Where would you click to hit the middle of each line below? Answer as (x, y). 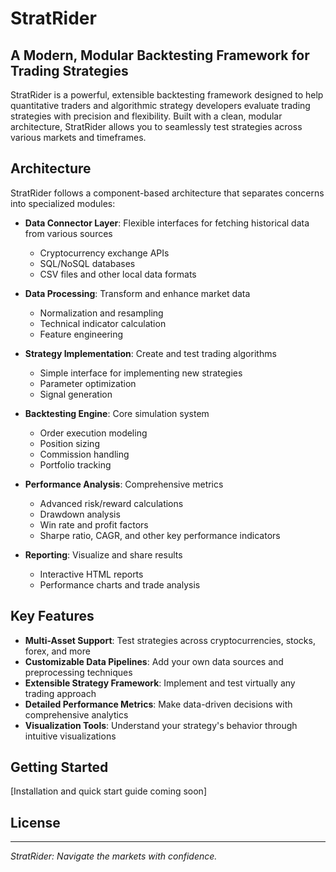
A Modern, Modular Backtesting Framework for (160, 55)
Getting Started (59, 767)
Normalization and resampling (101, 313)
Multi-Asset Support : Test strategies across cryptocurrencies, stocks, (170, 640)
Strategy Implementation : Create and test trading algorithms (150, 353)
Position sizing (69, 443)
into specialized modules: (63, 203)
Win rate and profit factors (94, 524)
